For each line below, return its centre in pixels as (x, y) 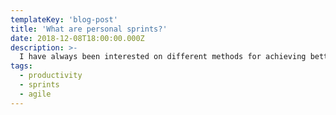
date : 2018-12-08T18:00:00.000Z (77, 38)
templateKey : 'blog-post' (64, 19)
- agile (35, 94)
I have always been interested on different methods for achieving (163, 57)
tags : (21, 66)
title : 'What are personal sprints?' (89, 29)
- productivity (51, 76)
